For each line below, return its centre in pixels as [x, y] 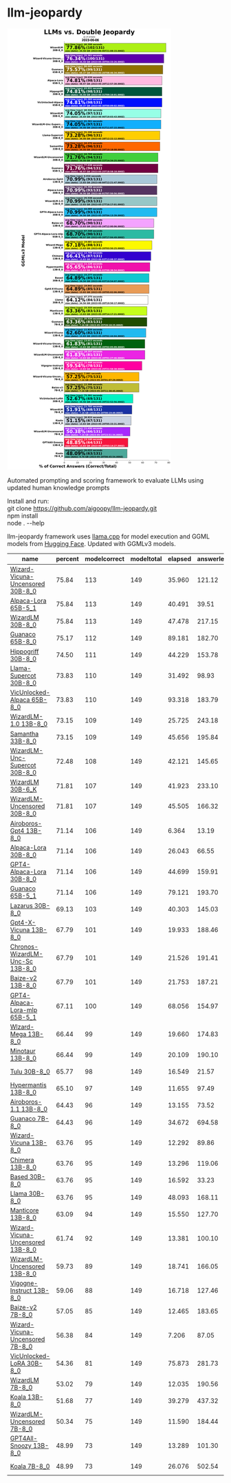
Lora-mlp [24, 1010]
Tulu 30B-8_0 [30, 1071]
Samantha [24, 734]
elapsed [179, 559]
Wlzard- [22, 1027]
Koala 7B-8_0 [30, 1466]
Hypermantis [28, 1084]
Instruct [21, 1291]
